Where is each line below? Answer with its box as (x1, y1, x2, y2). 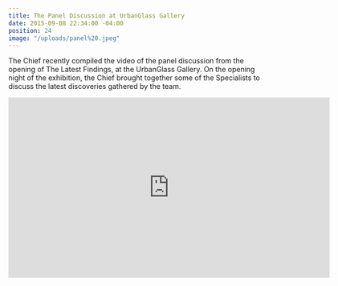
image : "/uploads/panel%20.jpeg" (8, 34, 120, 42)
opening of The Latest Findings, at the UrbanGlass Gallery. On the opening (8, 65, 255, 75)
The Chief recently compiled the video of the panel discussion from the (8, 56, 245, 66)
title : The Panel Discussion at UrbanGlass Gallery (8, 11, 185, 20)
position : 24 (8, 26, 52, 34)
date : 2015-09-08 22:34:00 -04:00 (8, 19, 124, 27)
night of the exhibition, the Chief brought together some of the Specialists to (8, 73, 261, 83)
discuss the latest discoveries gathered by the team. (8, 82, 181, 91)
